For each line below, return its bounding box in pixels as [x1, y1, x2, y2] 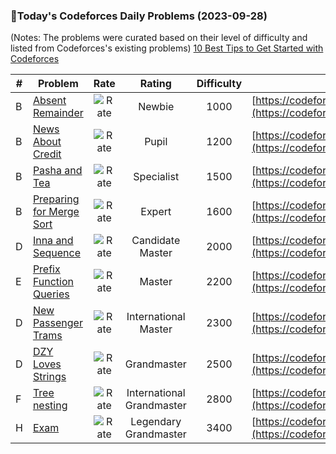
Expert [140, 205, 172, 219]
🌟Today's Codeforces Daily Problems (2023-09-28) [10, 9, 268, 23]
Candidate [131, 234, 181, 248]
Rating [139, 77, 172, 91]
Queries [32, 287, 70, 301]
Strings [32, 370, 67, 384]
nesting [32, 399, 68, 413]
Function [32, 275, 75, 289]
